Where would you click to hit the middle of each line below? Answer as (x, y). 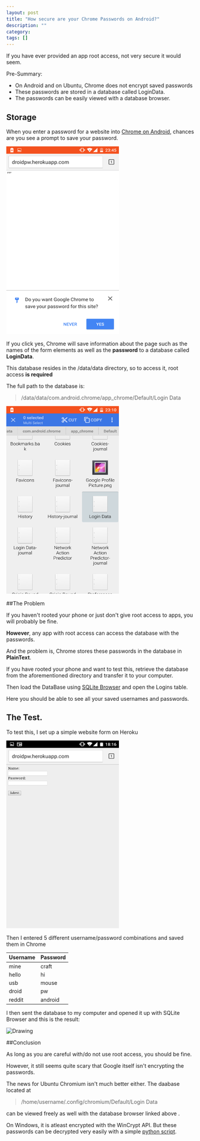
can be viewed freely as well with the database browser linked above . (93, 1113)
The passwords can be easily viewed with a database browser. (92, 98)
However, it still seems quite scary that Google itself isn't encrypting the (95, 1066)
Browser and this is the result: (43, 1019)
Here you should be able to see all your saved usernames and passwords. (98, 698)
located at (19, 1090)
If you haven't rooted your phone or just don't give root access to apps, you (100, 615)
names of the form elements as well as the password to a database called (98, 350)
